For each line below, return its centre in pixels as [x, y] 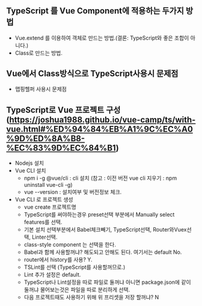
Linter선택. [45, 237]
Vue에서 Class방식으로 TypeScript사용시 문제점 [92, 74]
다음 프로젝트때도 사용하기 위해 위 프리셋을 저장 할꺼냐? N [91, 297]
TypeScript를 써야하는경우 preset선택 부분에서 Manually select [99, 215]
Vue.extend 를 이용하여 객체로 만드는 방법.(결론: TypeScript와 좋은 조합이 [102, 38]
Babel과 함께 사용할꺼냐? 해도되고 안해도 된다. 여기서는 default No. [103, 252]
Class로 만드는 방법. [39, 53]
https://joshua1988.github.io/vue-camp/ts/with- [102, 119]
